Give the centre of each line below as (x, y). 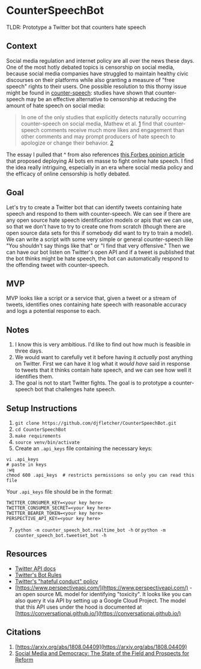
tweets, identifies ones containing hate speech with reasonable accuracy (97, 304)
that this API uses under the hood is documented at (78, 607)
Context (22, 46)
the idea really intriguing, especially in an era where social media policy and (100, 167)
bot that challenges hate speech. (75, 389)
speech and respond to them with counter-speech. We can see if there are (98, 213)
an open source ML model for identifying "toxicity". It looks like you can (103, 594)
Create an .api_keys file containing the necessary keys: (84, 448)
